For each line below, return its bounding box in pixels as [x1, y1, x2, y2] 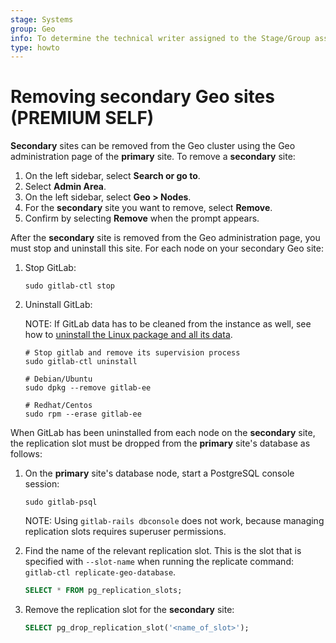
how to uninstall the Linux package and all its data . [24, 329, 233, 341]
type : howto [10, 42, 60, 53]
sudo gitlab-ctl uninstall [24, 357, 138, 367]
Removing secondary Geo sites [10, 86, 275, 108]
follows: [10, 448, 43, 460]
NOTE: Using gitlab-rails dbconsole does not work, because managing [24, 515, 325, 527]
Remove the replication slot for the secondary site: [24, 604, 235, 616]
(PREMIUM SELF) [10, 107, 155, 130]
